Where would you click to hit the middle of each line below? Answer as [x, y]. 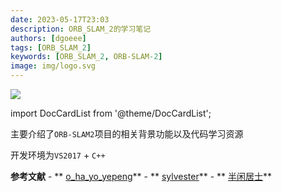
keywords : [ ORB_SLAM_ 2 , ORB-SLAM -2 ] [86, 57]
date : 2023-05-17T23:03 [60, 19]
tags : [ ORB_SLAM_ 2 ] [51, 47]
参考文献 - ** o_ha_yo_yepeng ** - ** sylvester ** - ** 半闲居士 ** [141, 176]
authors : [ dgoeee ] [48, 38]
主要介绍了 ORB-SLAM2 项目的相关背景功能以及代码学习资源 [127, 134]
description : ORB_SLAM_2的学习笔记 [81, 29]
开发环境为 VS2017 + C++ [58, 155]
